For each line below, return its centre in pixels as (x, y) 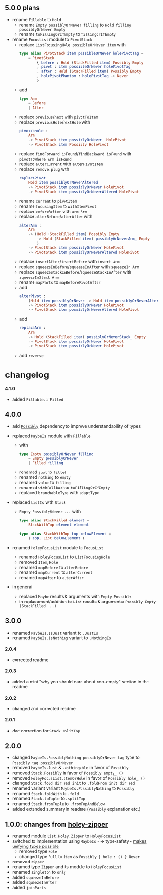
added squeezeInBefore (35, 877)
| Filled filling (46, 463)
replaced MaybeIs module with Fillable (51, 436)
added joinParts (29, 888)
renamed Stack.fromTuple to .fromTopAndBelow (58, 804)
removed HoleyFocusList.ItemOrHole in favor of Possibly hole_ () (79, 778)
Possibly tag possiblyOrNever (43, 763)
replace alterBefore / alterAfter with (56, 216)
